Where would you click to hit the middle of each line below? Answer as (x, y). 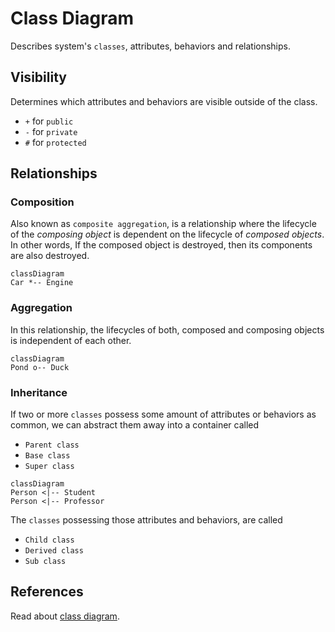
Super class (49, 467)
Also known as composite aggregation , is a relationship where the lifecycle (163, 224)
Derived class (54, 551)
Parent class (52, 445)
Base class (47, 456)
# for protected (55, 142)
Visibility (38, 77)
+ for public (49, 121)
